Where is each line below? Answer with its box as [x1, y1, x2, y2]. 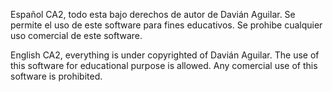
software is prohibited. [10, 70, 103, 82]
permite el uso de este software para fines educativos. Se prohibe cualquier [10, 19, 323, 31]
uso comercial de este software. [10, 30, 143, 41]
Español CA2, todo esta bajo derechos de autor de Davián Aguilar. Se [10, 9, 296, 20]
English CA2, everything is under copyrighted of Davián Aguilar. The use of [10, 49, 320, 61]
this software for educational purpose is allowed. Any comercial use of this [10, 60, 318, 71]
